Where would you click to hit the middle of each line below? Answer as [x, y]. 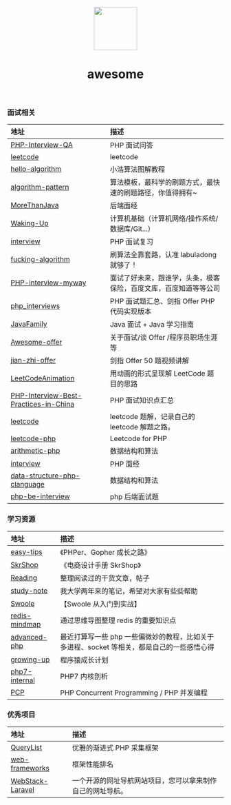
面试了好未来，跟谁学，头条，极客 [165, 278]
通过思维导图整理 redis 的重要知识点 [118, 620]
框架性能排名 [93, 764]
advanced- [29, 637]
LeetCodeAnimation [43, 378]
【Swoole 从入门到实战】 [101, 604]
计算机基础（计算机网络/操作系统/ [164, 218]
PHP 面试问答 [131, 145]
